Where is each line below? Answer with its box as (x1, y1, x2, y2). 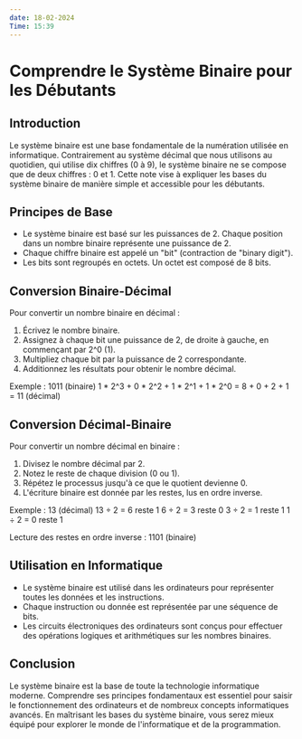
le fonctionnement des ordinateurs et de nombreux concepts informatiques (9, 699, 289, 710)
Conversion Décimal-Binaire (9, 417, 172, 432)
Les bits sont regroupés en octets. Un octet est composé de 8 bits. (22, 257, 271, 268)
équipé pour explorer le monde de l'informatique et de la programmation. (9, 718, 281, 729)
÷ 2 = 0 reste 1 (9, 514, 63, 525)
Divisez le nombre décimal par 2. (22, 458, 146, 469)
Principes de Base (9, 204, 113, 220)
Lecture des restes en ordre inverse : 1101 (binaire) (9, 531, 197, 543)
